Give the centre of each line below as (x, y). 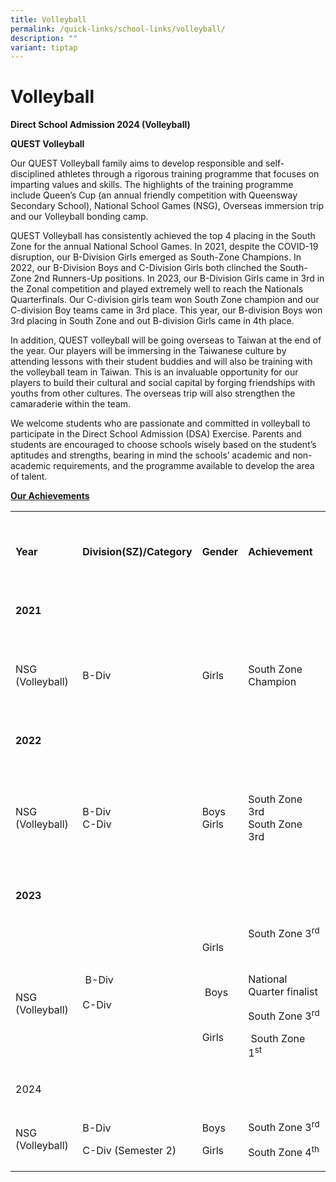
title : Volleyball (48, 19)
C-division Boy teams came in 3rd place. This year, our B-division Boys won (166, 310)
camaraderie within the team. (71, 404)
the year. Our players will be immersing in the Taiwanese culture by (148, 351)
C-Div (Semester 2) (129, 1150)
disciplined (33, 174)
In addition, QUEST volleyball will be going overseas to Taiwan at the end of (166, 340)
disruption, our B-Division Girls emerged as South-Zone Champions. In (156, 257)
